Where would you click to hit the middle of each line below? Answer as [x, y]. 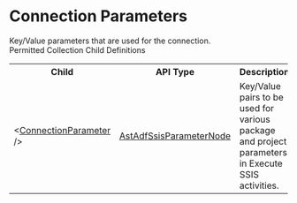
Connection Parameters [99, 16]
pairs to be [262, 97]
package [257, 130]
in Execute [261, 163]
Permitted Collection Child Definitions [77, 49]
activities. [259, 185]
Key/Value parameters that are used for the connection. [110, 41]
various [255, 119]
